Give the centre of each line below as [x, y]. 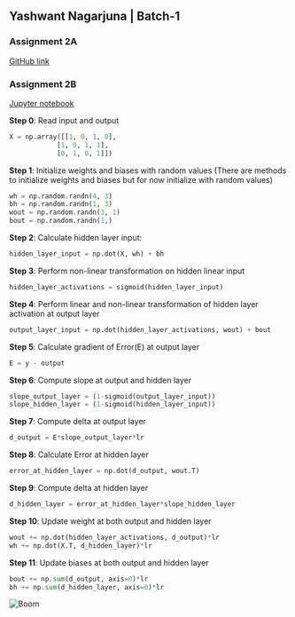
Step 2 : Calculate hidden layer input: [76, 238]
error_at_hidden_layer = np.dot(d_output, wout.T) [105, 471]
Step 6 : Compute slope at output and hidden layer [101, 380]
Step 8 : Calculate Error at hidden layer [79, 455]
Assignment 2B [43, 83]
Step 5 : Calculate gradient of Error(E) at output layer [105, 346]
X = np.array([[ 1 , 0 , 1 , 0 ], [63, 137]
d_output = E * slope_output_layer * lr [77, 438]
